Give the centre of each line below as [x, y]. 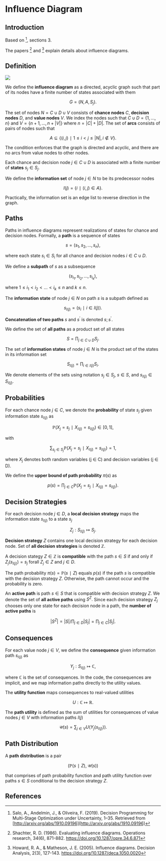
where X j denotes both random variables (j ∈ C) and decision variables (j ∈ [82, 460]
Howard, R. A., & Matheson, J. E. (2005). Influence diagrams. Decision [83, 848]
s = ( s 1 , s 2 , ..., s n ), [83, 246]
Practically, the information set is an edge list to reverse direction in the [77, 197]
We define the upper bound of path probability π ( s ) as [61, 475]
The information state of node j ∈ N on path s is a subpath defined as [77, 298]
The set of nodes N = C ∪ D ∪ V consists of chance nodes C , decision [77, 113]
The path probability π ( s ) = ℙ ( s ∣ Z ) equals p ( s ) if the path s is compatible [80, 573]
